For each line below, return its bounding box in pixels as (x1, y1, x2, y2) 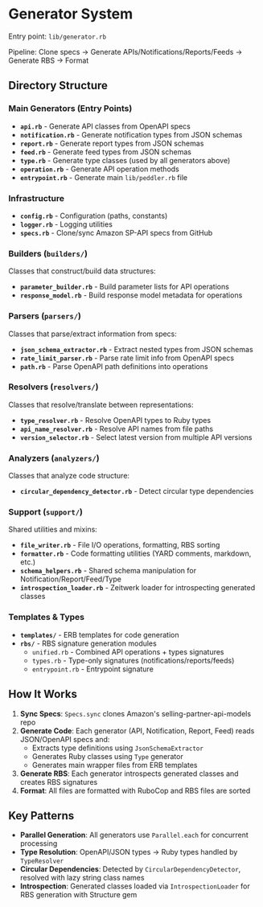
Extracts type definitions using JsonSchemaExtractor (31, 743, 203, 753)
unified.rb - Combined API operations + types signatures (31, 646, 224, 656)
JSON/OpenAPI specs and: (19, 734, 110, 744)
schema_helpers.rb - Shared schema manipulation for (19, 566, 197, 576)
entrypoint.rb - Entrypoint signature (31, 664, 154, 674)
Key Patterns (8, 809, 75, 823)
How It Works (8, 687, 78, 701)
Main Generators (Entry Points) (8, 103, 133, 114)
